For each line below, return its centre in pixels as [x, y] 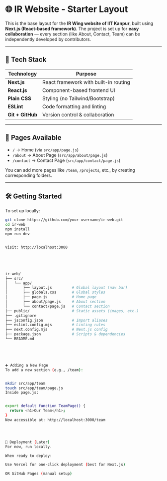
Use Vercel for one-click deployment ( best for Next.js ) [65, 465]
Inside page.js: [22, 393]
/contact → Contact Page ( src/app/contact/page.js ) [66, 160]
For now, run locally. [29, 447]
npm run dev [17, 234]
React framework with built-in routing [86, 82]
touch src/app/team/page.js [34, 388]
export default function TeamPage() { [45, 406]
